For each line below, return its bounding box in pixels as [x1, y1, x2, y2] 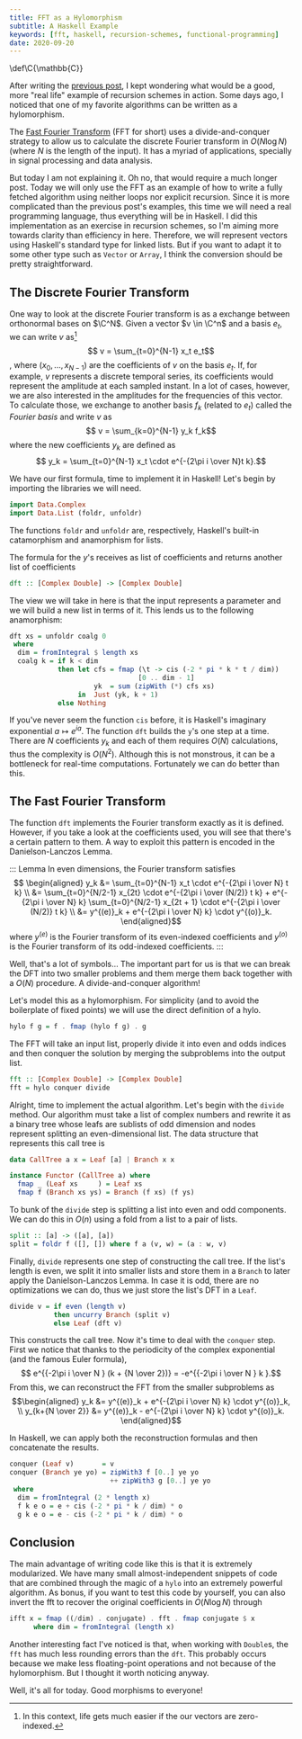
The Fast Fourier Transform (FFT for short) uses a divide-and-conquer [9, 127, 271, 138]
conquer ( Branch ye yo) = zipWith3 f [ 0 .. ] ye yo [9, 1468, 200, 1477]
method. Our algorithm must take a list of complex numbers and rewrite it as [9, 1108, 291, 1120]
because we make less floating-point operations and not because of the [9, 1658, 277, 1669]
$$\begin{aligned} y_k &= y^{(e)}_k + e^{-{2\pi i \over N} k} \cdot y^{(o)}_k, [12, 1396, 290, 1407]
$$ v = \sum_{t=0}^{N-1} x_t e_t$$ [87, 345, 215, 356]
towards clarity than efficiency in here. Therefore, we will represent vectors [9, 230, 288, 241]
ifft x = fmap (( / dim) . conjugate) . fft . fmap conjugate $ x [9, 1614, 255, 1624]
